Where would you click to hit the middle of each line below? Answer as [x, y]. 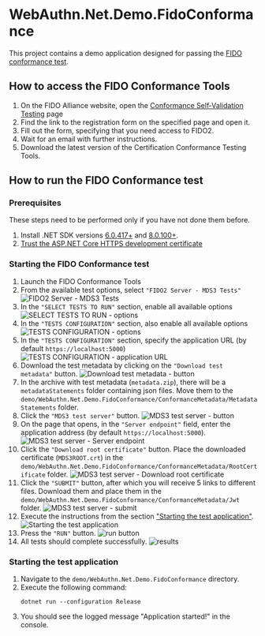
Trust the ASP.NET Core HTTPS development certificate [112, 244]
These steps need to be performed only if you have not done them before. [130, 220]
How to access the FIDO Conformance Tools [120, 86]
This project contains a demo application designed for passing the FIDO [126, 53]
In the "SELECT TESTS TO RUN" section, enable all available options [127, 306]
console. [34, 625]
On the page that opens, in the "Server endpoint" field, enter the [125, 424]
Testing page [42, 114]
